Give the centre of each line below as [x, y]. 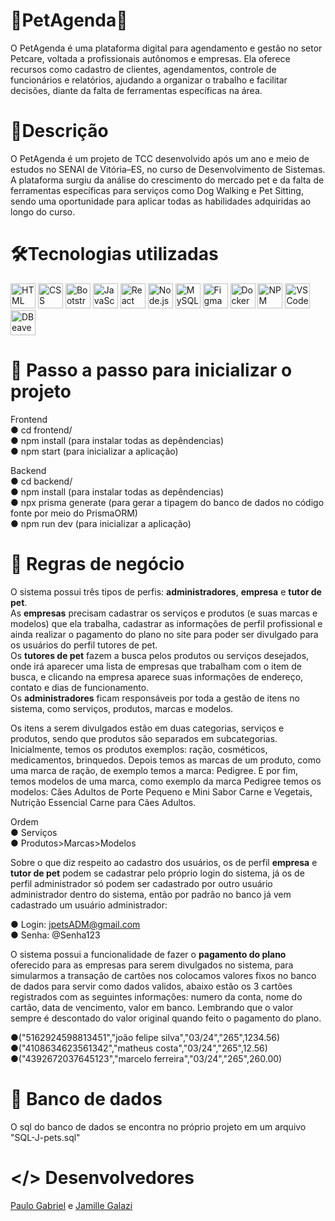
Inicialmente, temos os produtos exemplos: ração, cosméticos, [139, 749]
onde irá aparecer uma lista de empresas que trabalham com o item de [156, 666]
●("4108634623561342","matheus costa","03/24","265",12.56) [139, 1048]
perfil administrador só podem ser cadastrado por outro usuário [141, 883]
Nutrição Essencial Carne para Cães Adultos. [103, 802]
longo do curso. [43, 211]
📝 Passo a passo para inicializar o [151, 370]
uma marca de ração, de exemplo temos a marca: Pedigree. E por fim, [154, 770]
